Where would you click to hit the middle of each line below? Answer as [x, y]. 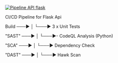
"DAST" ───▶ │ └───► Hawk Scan [43, 55]
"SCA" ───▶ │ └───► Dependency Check [50, 45]
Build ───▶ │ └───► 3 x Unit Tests [43, 26]
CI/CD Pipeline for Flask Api [33, 17]
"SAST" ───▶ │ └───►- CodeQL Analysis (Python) [59, 36]
